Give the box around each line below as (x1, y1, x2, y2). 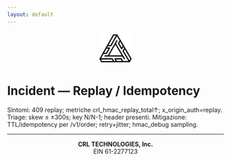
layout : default (7, 11, 54, 18)
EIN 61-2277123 (93, 147, 138, 156)
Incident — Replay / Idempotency (7, 83, 201, 99)
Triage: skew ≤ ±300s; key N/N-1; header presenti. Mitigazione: (7, 113, 187, 121)
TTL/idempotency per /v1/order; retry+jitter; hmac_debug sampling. (7, 120, 198, 128)
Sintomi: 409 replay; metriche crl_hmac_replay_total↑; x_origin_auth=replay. (7, 106, 223, 114)
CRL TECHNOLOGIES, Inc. (78, 140, 153, 148)
